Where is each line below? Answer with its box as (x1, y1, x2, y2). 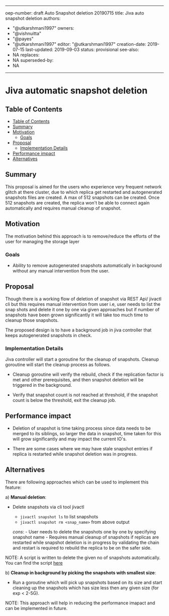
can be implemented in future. (5, 605, 68, 611)
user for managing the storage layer (5, 238, 79, 244)
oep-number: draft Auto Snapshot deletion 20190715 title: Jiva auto (5, 10, 144, 16)
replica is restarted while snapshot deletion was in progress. (12, 451, 137, 457)
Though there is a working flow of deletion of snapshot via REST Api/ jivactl (5, 296, 162, 302)
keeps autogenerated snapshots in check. (5, 332, 92, 338)
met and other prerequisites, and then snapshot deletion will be (12, 377, 144, 383)
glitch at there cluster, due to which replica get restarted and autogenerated (5, 189, 162, 195)
